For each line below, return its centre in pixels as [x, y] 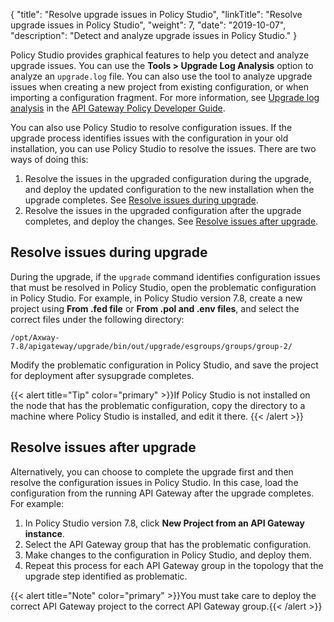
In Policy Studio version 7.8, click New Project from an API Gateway [164, 523]
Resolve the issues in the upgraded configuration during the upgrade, [168, 178]
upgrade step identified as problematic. [106, 576]
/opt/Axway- [35, 337]
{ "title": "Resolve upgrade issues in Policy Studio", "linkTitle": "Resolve [156, 14]
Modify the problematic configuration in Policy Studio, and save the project [164, 365]
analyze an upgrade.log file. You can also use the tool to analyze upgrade [161, 76]
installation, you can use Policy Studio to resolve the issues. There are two [163, 148]
